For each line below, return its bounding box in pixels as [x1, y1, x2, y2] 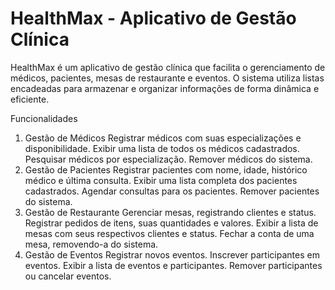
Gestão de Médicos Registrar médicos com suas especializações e [24, 132, 302, 144]
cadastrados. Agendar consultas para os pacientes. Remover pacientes [24, 185, 320, 197]
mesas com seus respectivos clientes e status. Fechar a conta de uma [24, 227, 315, 239]
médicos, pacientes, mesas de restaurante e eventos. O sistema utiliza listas [10, 72, 325, 84]
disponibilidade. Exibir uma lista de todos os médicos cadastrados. [24, 142, 300, 154]
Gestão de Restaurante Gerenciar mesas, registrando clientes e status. [24, 206, 317, 218]
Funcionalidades [10, 112, 78, 124]
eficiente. [10, 93, 50, 105]
